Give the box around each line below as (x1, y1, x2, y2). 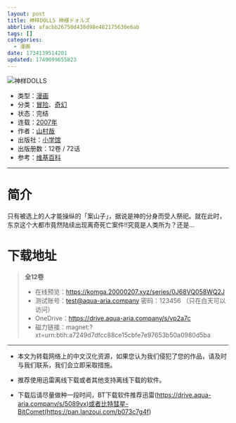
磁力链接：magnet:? (34, 322, 93, 331)
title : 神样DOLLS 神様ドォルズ (7, 17, 91, 24)
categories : (7, 37, 42, 44)
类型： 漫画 (17, 91, 49, 99)
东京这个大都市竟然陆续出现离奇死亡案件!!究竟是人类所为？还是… (7, 220, 195, 229)
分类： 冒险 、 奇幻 (17, 100, 67, 109)
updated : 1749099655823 (7, 56, 77, 63)
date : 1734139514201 (7, 50, 68, 57)
